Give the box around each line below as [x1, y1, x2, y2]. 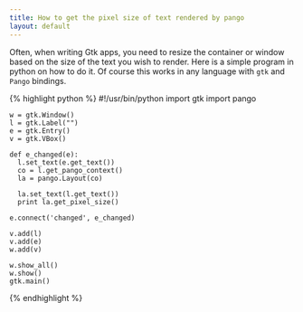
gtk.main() [9, 277, 51, 286]
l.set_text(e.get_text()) [17, 157, 116, 167]
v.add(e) [9, 237, 43, 246]
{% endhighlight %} [9, 292, 83, 303]
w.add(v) [9, 245, 43, 254]
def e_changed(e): [9, 150, 79, 159]
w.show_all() [9, 260, 59, 269]
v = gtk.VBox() [9, 134, 67, 143]
